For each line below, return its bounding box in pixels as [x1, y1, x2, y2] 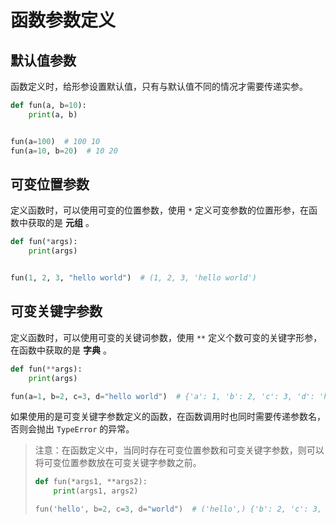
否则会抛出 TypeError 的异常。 [10, 423, 135, 435]
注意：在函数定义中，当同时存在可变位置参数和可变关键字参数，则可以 [34, 444, 325, 456]
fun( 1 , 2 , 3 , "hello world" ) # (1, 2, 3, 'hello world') [10, 273, 257, 283]
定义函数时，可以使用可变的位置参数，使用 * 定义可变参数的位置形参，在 [10, 204, 310, 216]
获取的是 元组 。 [27, 217, 95, 229]
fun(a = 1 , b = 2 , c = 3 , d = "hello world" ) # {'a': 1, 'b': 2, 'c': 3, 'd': [10, 391, 315, 401]
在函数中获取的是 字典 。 [10, 344, 112, 356]
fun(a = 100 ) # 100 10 [10, 136, 101, 146]
